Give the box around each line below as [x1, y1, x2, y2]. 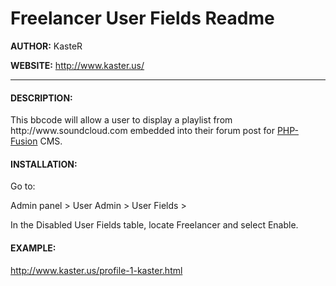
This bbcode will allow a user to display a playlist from [10, 114, 233, 126]
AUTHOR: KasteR [10, 40, 83, 52]
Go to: [10, 180, 36, 192]
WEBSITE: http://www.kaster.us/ [10, 59, 145, 71]
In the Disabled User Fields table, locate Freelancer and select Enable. [10, 219, 299, 231]
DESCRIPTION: [10, 92, 73, 104]
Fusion [10, 135, 38, 147]
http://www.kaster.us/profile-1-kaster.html [10, 264, 183, 276]
